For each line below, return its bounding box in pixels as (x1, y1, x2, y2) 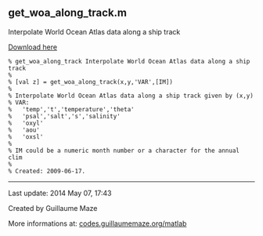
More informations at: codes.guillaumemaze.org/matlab (8, 219, 187, 228)
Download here (8, 42, 57, 52)
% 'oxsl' (8, 133, 44, 140)
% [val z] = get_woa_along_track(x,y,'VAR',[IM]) (8, 78, 174, 85)
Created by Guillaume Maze (8, 203, 98, 212)
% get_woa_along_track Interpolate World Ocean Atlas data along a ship (8, 57, 250, 65)
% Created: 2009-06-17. (8, 167, 86, 175)
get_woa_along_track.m (8, 6, 128, 20)
